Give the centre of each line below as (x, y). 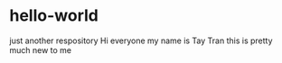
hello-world (54, 16)
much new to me (41, 49)
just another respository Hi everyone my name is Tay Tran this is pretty (141, 40)
